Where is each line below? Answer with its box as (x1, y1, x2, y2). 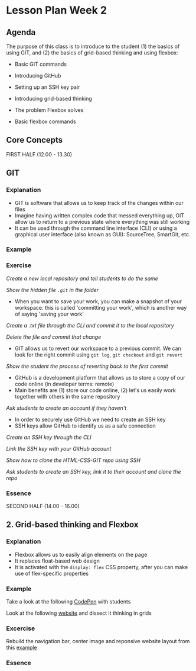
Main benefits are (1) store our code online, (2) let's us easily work (14, 386, 176, 394)
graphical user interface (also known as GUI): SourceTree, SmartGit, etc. (14, 230, 191, 237)
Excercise (6, 624, 35, 633)
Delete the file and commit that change (6, 333, 102, 341)
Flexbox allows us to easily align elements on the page (14, 551, 148, 558)
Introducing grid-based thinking (14, 95, 93, 102)
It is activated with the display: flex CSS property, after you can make (14, 563, 188, 570)
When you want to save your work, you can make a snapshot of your (14, 297, 182, 305)
